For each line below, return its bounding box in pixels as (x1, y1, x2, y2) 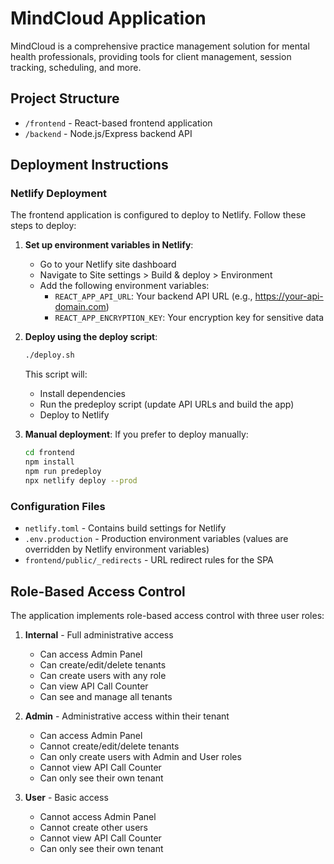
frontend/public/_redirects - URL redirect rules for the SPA (24, 554, 274, 566)
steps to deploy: (10, 220, 77, 232)
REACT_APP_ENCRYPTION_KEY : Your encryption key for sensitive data (54, 312, 325, 324)
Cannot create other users (39, 821, 148, 833)
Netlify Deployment (10, 187, 108, 201)
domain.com (54, 301, 107, 313)
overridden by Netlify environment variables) (24, 543, 210, 556)
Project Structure (10, 90, 120, 107)
